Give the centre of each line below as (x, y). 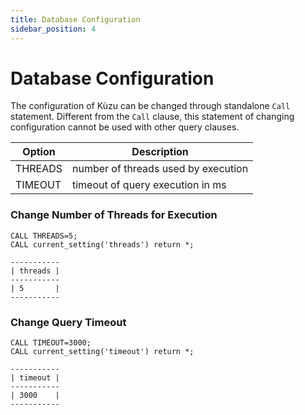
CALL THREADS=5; (44, 236)
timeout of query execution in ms (149, 185)
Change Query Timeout (68, 322)
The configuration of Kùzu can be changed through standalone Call (150, 106)
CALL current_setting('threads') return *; (102, 244)
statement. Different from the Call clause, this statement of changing (152, 117)
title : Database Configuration (75, 19)
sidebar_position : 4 (53, 29)
